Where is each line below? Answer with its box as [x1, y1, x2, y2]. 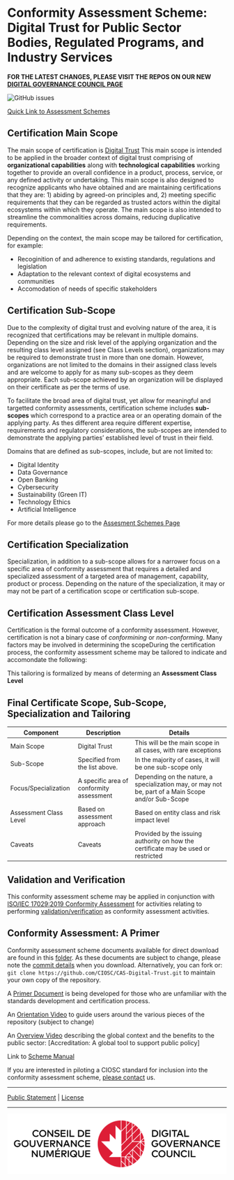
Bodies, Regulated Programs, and [7, 35, 204, 50]
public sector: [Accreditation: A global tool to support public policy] [7, 1038, 200, 1046]
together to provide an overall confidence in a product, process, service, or [7, 168, 223, 176]
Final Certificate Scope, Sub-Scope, [7, 697, 167, 709]
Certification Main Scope [7, 127, 118, 139]
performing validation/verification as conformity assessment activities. [7, 907, 210, 916]
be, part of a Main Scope [134, 788, 205, 796]
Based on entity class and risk [134, 809, 221, 816]
